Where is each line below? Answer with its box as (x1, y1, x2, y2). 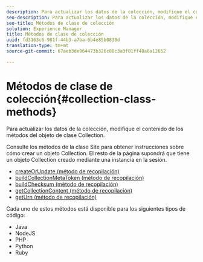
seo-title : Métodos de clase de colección (6, 20, 115, 26)
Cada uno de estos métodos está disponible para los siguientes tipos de (6, 205, 186, 212)
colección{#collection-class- (6, 92, 156, 106)
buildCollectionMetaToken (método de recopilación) (14, 174, 144, 181)
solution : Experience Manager (6, 25, 83, 32)
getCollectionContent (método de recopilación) (14, 187, 133, 194)
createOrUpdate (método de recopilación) (14, 167, 120, 175)
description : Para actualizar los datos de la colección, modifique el (6, 8, 190, 15)
